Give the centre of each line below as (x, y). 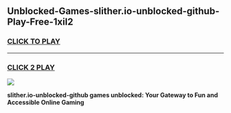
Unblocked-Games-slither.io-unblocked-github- (113, 11)
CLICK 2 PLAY (31, 67)
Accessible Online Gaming (46, 102)
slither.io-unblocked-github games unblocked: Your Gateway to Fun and (113, 95)
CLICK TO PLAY (34, 42)
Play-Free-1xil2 (40, 22)
